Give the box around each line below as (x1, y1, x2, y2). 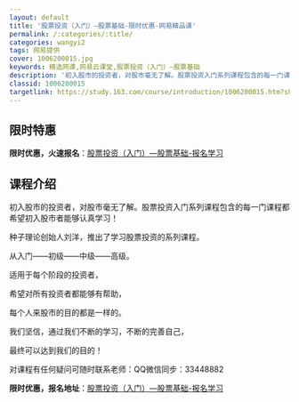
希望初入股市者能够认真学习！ (9, 213, 118, 223)
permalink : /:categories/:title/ (9, 29, 133, 38)
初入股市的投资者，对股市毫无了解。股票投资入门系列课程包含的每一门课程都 (9, 202, 290, 213)
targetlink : (9, 87, 53, 96)
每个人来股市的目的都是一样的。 (9, 308, 126, 318)
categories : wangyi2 (9, 37, 86, 47)
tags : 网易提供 (9, 46, 61, 55)
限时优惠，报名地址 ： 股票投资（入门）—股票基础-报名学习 (9, 383, 224, 394)
